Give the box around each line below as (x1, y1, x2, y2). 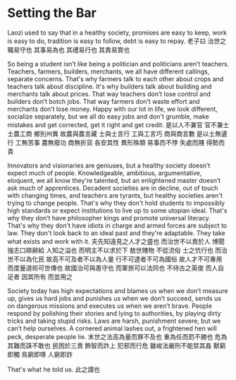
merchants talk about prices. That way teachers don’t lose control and (7, 90, 211, 98)
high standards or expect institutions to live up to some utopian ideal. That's (7, 206, 228, 215)
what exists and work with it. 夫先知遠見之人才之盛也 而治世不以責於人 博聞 (7, 237, 225, 245)
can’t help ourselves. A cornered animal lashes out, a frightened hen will (7, 323, 217, 333)
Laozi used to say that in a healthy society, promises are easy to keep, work (7, 28, 228, 37)
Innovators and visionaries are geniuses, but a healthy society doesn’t (7, 161, 211, 170)
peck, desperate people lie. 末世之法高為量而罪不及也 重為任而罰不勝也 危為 (7, 332, 228, 340)
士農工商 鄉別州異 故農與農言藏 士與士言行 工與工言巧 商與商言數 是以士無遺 (7, 129, 228, 138)
